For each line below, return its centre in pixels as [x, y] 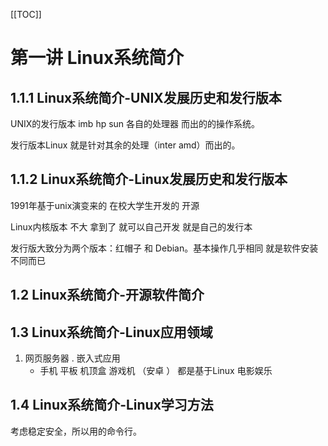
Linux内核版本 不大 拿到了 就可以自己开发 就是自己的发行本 [131, 226]
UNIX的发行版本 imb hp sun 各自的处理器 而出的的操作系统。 [135, 123]
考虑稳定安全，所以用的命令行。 [76, 431]
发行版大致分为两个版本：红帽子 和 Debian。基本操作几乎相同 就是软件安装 [164, 248]
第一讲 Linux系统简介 [97, 58]
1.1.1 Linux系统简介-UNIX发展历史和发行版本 [146, 97]
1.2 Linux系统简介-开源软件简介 [107, 295]
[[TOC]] [26, 14]
